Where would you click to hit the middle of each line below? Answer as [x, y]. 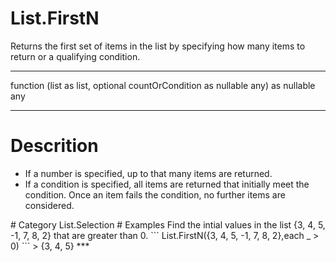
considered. [49, 205]
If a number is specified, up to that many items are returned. [148, 173]
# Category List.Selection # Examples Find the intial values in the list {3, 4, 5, [168, 224]
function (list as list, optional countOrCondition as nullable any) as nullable [163, 85]
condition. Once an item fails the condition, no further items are [155, 194]
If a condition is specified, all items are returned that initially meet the [167, 184]
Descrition [54, 146]
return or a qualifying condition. [75, 56]
